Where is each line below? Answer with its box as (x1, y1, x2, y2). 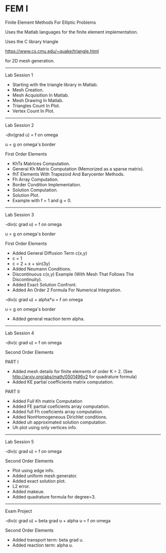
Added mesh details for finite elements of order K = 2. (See (12, 368, 133, 374)
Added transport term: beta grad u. (12, 537, 84, 543)
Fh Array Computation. (12, 176, 59, 182)
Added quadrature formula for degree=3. (12, 494, 96, 499)
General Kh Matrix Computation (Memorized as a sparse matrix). (12, 166, 144, 171)
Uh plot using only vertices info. (12, 424, 78, 430)
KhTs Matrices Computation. (12, 161, 71, 166)
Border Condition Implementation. (12, 181, 82, 187)
